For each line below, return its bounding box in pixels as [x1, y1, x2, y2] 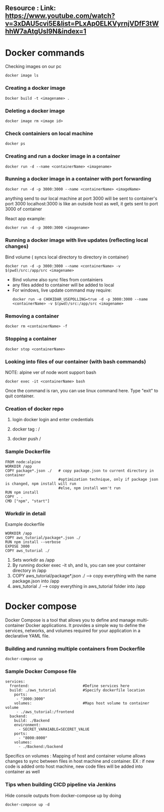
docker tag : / [12, 426, 40, 432]
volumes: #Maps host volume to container [14, 701, 150, 706]
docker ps [5, 141, 26, 146]
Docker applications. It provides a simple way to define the [25, 622, 146, 628]
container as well [5, 769, 40, 775]
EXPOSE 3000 [5, 544, 30, 549]
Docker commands [5, 47, 85, 59]
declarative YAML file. [5, 632, 50, 639]
